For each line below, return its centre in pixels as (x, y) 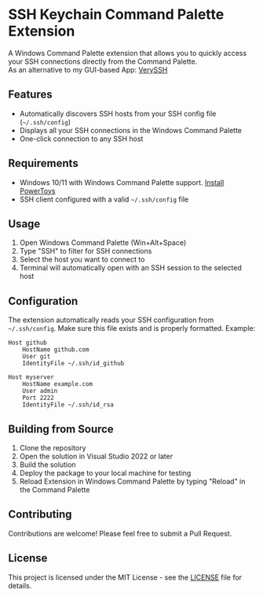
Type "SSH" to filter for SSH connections (86, 251)
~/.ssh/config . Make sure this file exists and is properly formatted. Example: (132, 328)
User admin (40, 391)
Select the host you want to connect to (82, 260)
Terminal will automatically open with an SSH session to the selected (130, 268)
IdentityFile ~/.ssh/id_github (73, 364)
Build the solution (47, 465)
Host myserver (31, 377)
